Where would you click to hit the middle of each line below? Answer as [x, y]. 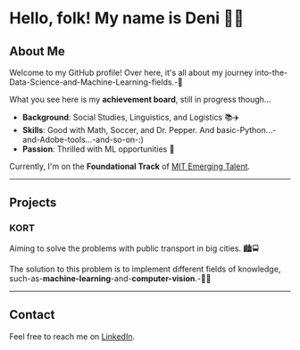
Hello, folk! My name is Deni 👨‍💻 [127, 18]
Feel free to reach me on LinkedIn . [72, 336]
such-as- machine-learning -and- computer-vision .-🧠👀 [110, 278]
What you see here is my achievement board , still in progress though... [140, 99]
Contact [32, 315]
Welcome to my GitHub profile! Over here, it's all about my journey [131, 72]
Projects [33, 203]
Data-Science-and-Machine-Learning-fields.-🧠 [96, 82]
